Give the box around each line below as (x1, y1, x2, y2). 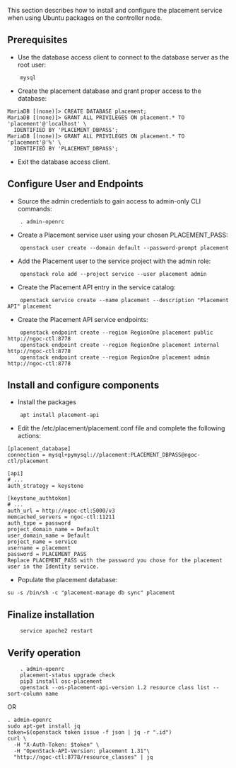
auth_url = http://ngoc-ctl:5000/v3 (7, 507, 115, 515)
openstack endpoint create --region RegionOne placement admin (20, 354, 211, 361)
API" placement (7, 303, 52, 310)
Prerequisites (7, 34, 68, 46)
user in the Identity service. (7, 563, 100, 570)
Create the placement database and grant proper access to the (17, 87, 201, 95)
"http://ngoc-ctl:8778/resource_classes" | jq (13, 754, 153, 761)
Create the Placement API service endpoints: (17, 315, 148, 323)
